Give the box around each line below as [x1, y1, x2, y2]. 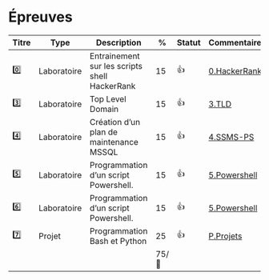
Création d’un [89, 116, 141, 127]
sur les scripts [89, 60, 143, 71]
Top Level [89, 93, 126, 104]
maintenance [89, 136, 139, 147]
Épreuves [8, 8, 74, 26]
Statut [176, 37, 202, 48]
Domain [89, 103, 119, 114]
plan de [89, 126, 118, 138]
